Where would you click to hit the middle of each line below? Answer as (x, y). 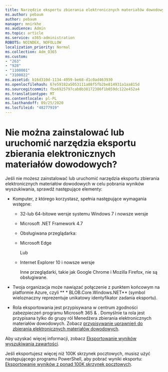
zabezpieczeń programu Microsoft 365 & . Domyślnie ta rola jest (78, 313)
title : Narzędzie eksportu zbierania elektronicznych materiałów (74, 10)
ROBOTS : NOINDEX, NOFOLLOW (33, 43)
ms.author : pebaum (24, 15)
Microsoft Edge (35, 243)
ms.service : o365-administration (40, 38)
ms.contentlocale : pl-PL (31, 98)
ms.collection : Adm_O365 (31, 52)
